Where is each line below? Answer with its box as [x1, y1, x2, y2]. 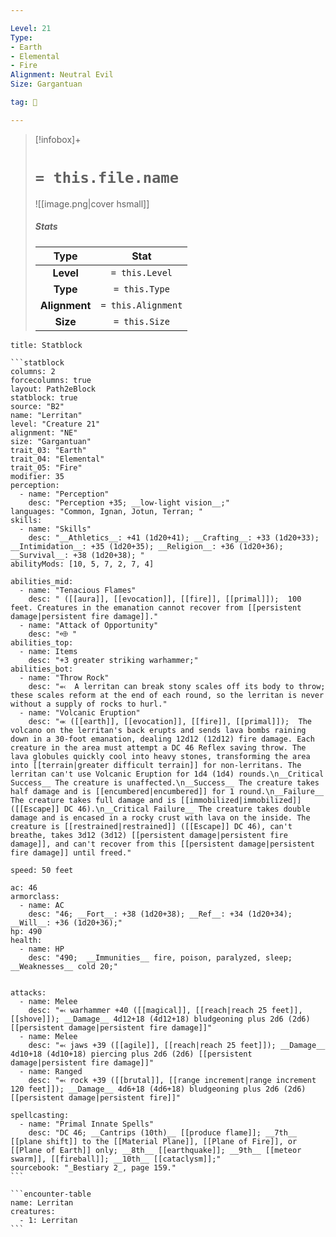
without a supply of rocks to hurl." [10, 699, 168, 709]
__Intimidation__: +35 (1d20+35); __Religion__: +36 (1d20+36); [10, 541, 284, 551]
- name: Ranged [19, 1066, 83, 1076]
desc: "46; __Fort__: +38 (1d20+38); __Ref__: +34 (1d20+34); [28, 909, 293, 919]
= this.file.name [34, 168, 180, 187]
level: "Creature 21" [10, 419, 101, 429]
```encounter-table [10, 1189, 92, 1199]
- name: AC [19, 900, 65, 910]
